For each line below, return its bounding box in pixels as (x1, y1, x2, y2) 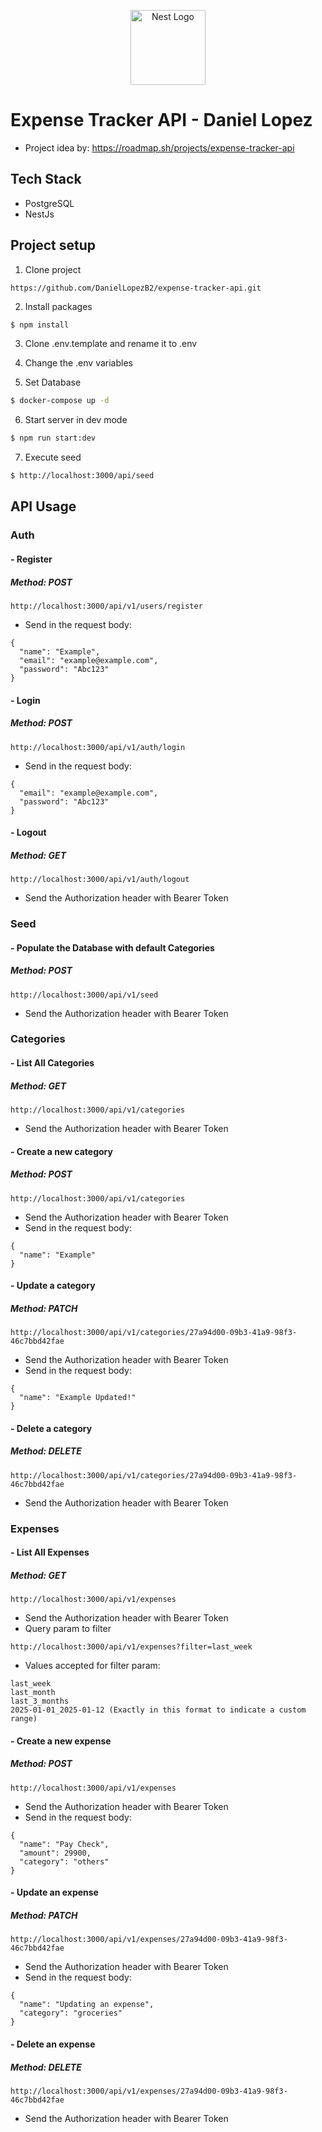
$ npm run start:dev (10, 433, 97, 444)
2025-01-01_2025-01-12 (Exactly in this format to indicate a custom (10, 1705, 307, 1715)
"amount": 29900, (19, 1848, 92, 1858)
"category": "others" (19, 1856, 110, 1867)
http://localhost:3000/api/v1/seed (10, 990, 159, 1000)
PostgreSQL (24, 197, 75, 209)
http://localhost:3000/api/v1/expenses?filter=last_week (10, 1642, 253, 1652)
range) (10, 1714, 38, 1724)
